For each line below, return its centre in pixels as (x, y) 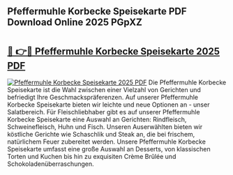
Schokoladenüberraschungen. (51, 164)
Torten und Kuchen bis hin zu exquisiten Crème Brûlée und (92, 157)
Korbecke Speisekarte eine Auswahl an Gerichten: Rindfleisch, (97, 119)
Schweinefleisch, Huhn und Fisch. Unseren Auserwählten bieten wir (105, 127)
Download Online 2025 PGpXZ (75, 23)
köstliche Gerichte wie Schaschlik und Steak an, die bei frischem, (101, 134)
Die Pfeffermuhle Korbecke (187, 82)
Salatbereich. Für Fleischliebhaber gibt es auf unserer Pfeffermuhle (104, 112)
